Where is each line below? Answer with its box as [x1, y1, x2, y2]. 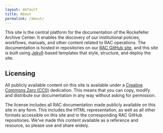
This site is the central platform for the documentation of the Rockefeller [5, 30, 149, 35]
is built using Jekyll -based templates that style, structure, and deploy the [5, 50, 151, 56]
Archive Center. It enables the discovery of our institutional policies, [5, 34, 141, 40]
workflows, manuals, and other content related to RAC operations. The [5, 40, 146, 46]
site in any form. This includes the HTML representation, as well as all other [5, 107, 156, 113]
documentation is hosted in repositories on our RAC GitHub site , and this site [5, 45, 159, 51]
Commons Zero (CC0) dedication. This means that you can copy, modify [5, 87, 150, 93]
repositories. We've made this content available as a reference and [5, 117, 138, 123]
